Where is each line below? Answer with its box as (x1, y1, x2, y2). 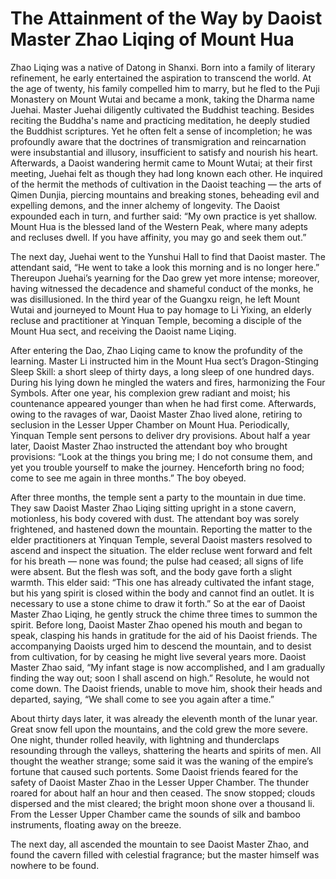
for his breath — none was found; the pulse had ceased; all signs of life (10, 555, 304, 567)
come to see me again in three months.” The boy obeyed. (10, 472, 247, 484)
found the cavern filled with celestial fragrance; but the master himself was (10, 848, 320, 861)
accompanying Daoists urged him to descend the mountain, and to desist (10, 640, 312, 652)
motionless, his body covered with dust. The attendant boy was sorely (10, 512, 300, 524)
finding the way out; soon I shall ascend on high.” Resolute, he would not (10, 672, 310, 684)
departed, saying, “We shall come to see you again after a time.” (10, 693, 275, 705)
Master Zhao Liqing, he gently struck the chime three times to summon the (10, 608, 318, 620)
